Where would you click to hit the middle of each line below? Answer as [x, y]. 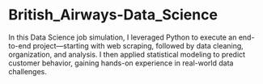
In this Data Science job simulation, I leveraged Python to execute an [123, 37]
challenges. [28, 71]
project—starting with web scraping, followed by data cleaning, [138, 45]
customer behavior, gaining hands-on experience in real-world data [121, 63]
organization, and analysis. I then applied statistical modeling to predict [127, 54]
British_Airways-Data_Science [113, 15]
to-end [20, 45]
